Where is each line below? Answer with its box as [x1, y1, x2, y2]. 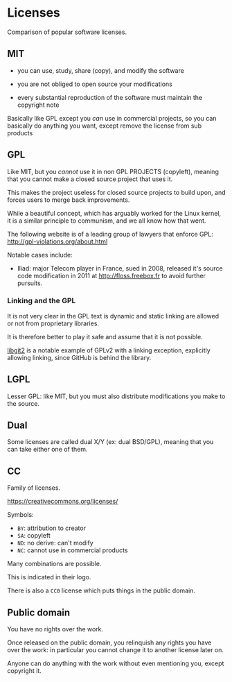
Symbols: [7, 511, 34, 519]
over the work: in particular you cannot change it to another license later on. [7, 646, 224, 654]
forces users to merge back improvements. [7, 196, 130, 204]
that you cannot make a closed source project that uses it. [7, 175, 173, 183]
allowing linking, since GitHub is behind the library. [7, 353, 152, 361]
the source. [7, 399, 40, 407]
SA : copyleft [17, 531, 51, 540]
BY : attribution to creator [17, 524, 87, 532]
